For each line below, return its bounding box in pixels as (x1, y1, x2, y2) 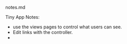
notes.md (5, 5, 26, 10)
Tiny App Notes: (5, 14, 40, 20)
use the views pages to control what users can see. (12, 24, 122, 30)
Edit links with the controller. (12, 29, 73, 35)
